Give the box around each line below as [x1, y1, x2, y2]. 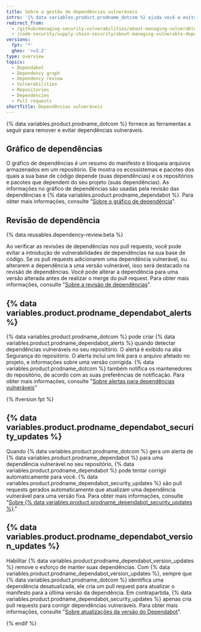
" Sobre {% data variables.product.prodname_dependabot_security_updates [6, 498, 193, 505]
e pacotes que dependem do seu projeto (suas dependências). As [6, 179, 169, 186]
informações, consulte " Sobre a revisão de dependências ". [6, 281, 151, 288]
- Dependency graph [11, 70, 60, 76]
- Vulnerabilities [11, 82, 58, 88]
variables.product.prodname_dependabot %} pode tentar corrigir [6, 467, 167, 474]
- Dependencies [11, 92, 50, 98]
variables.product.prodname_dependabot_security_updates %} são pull [6, 479, 182, 486]
